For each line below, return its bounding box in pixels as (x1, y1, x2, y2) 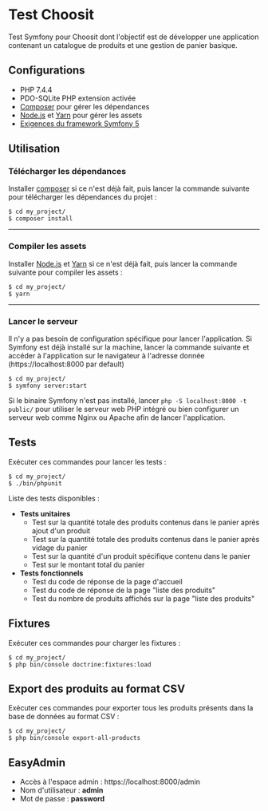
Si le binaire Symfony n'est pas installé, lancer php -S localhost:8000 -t (8, 396, 247, 405)
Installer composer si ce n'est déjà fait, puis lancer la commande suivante (8, 184, 250, 193)
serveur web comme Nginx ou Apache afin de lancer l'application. (8, 413, 226, 422)
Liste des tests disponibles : (8, 493, 100, 503)
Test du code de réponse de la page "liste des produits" (31, 585, 216, 595)
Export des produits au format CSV (8, 682, 186, 696)
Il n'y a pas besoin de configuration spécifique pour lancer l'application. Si (8, 334, 253, 344)
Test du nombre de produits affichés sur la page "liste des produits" (31, 593, 255, 603)
